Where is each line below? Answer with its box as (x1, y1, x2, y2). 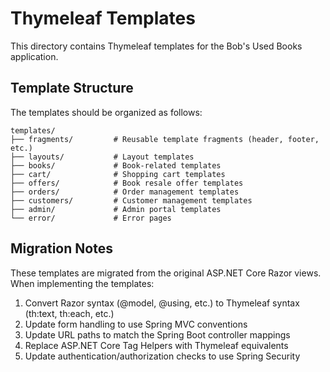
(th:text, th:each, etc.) (24, 307, 115, 319)
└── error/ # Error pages (10, 213, 172, 223)
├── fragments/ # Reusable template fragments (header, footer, (10, 134, 320, 144)
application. (10, 50, 59, 62)
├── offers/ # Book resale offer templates (10, 178, 244, 188)
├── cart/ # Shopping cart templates (10, 169, 226, 179)
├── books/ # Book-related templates (10, 160, 222, 171)
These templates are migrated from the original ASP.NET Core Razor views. (10, 267, 322, 279)
